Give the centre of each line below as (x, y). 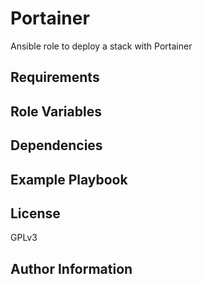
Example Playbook (69, 179)
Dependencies (56, 145)
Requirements (55, 77)
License (35, 213)
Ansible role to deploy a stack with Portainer (101, 46)
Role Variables (56, 111)
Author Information (71, 268)
